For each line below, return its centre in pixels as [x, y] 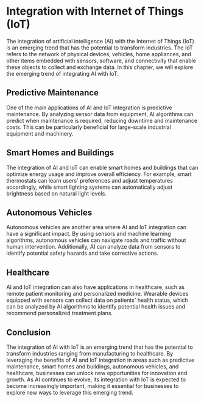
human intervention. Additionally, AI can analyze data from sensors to [93, 247]
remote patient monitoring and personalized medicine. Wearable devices [97, 294]
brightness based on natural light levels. [56, 193]
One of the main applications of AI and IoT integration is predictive [89, 108]
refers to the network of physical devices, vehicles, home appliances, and [99, 54]
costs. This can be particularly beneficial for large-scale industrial [89, 127]
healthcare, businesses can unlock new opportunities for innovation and [97, 373]
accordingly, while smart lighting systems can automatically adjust [90, 187]
